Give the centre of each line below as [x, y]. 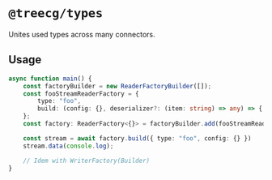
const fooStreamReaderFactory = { [81, 94]
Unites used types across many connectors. [82, 34]
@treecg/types [56, 13]
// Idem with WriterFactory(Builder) [87, 161]
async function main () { [50, 79]
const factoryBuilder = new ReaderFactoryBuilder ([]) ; [117, 86]
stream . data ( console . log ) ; [68, 146]
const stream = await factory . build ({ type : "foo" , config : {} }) [137, 138]
